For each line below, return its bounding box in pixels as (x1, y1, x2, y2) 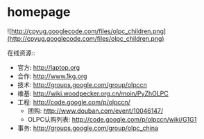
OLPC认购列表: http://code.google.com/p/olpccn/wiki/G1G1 (27, 115, 197, 123)
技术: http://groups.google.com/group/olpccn (17, 80, 147, 89)
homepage (7, 4, 71, 20)
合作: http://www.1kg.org (17, 72, 87, 80)
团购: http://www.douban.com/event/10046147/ (27, 106, 164, 115)
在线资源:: (7, 48, 36, 57)
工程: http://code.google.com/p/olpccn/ (17, 98, 130, 106)
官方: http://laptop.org (17, 63, 80, 71)
